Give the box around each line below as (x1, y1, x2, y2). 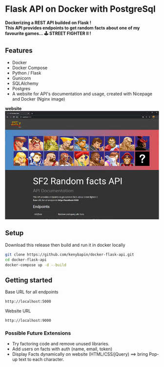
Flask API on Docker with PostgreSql (5, 3, 156, 15)
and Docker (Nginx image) (12, 96, 65, 102)
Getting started (5, 276, 53, 284)
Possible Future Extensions (5, 330, 71, 337)
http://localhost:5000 (5, 299, 51, 304)
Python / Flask (12, 70, 41, 76)
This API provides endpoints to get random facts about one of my (5, 25, 140, 30)
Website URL (5, 308, 31, 314)
